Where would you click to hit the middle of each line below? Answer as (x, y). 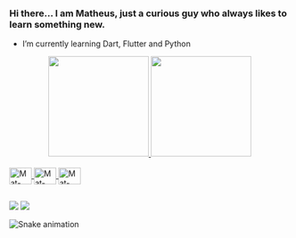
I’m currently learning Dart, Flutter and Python (107, 44)
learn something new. (57, 24)
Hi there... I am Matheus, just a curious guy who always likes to (148, 13)
